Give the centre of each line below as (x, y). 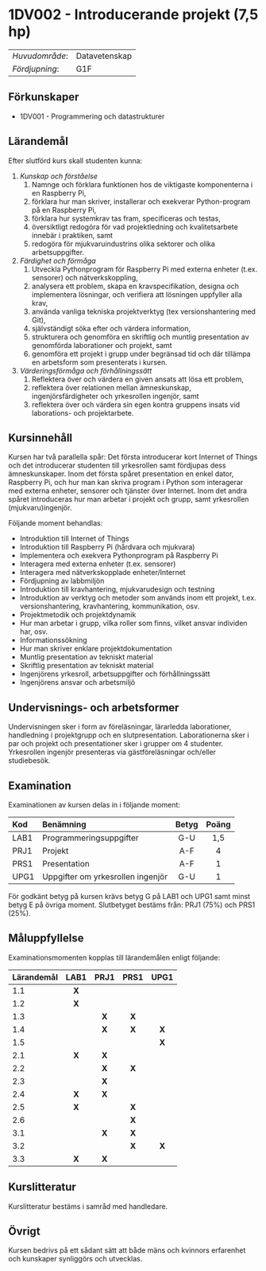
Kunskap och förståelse (58, 176)
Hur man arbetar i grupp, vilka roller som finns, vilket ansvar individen (133, 624)
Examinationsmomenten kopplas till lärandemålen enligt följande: (114, 957)
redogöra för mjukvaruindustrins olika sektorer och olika (123, 244)
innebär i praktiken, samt (72, 235)
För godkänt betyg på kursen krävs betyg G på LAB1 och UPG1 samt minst (129, 896)
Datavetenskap (104, 56)
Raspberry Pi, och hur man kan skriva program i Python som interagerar (126, 483)
